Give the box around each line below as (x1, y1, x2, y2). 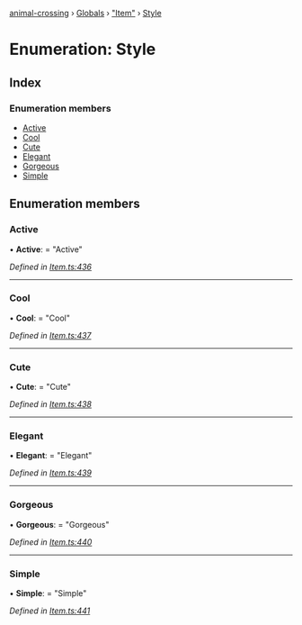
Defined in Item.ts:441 (9, 605, 91, 616)
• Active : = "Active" (9, 243, 83, 255)
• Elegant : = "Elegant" (9, 450, 93, 461)
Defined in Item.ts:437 (9, 330, 92, 340)
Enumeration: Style (9, 40, 156, 59)
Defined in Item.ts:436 (9, 261, 93, 272)
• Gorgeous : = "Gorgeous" (9, 519, 110, 530)
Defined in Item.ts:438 (9, 399, 93, 410)
